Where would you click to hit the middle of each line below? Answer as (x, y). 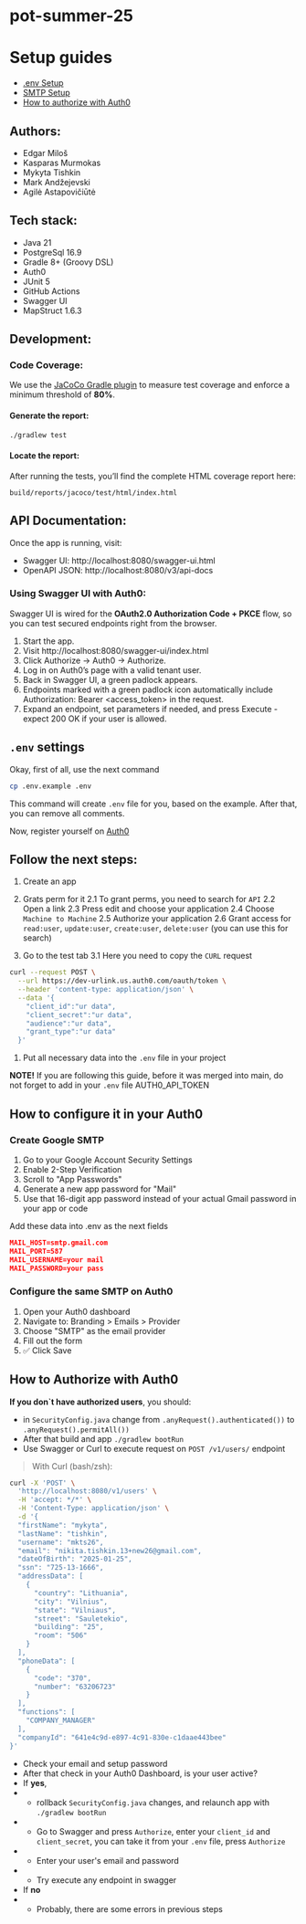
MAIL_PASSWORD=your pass (57, 1268)
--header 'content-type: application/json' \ (106, 990)
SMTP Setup (46, 93)
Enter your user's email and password (108, 1860)
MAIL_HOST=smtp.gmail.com (58, 1243)
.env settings (47, 747)
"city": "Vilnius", (70, 1602)
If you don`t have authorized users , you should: (100, 1402)
